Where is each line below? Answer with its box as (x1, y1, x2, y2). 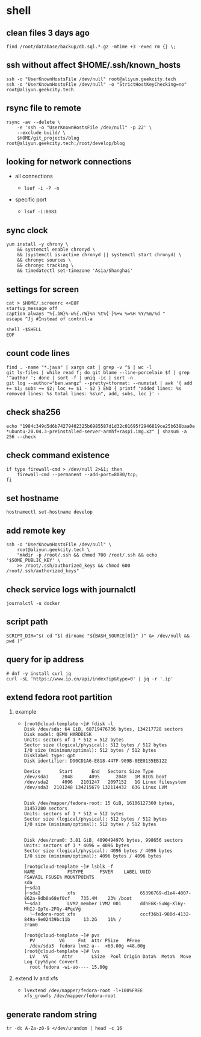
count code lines (6, 348, 70, 358)
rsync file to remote (6, 103, 81, 114)
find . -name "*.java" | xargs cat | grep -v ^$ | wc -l (6, 364, 152, 370)
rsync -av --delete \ (6, 119, 61, 125)
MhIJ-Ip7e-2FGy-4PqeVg (23, 906, 81, 913)
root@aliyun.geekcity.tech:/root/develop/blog (6, 140, 125, 146)
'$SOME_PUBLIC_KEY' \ (6, 557, 61, 564)
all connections (14, 173, 53, 180)
